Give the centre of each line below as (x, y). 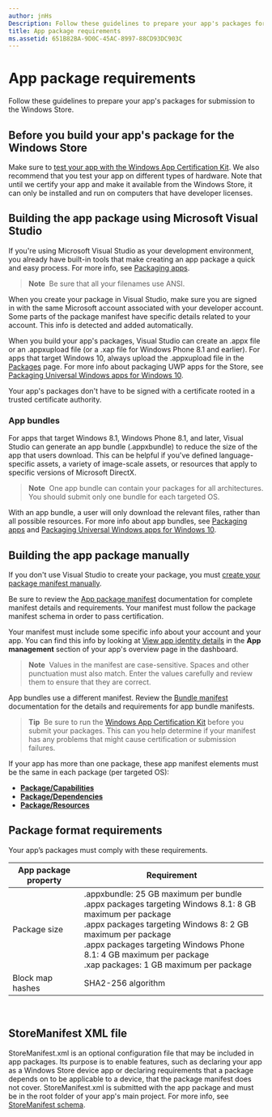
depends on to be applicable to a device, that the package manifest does (130, 1079)
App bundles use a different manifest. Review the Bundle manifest (118, 697)
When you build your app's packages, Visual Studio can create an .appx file (134, 340)
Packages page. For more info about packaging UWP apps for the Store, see (136, 366)
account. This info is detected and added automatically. (101, 325)
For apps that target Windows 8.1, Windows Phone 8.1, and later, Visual (126, 438)
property (45, 880)
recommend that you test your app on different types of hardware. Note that (135, 176)
